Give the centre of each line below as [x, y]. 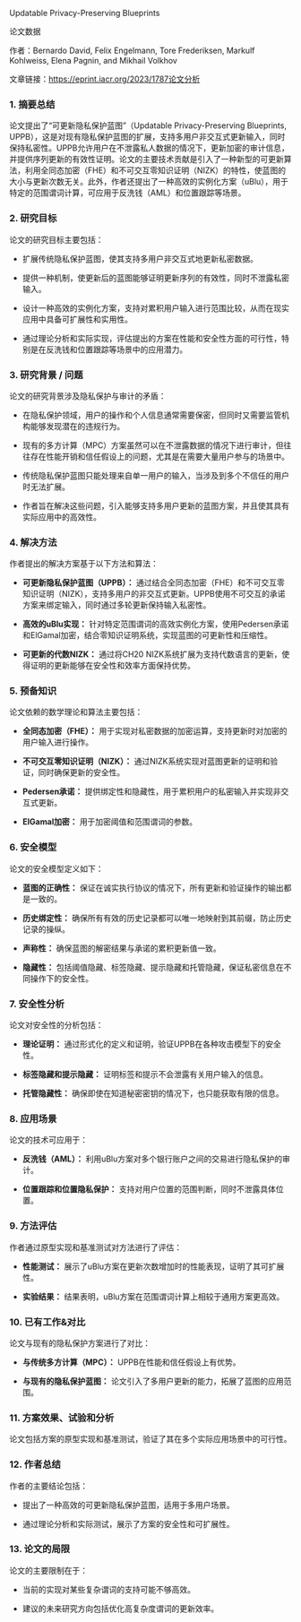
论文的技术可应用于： [48, 1140]
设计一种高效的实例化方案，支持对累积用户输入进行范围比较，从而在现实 [155, 307]
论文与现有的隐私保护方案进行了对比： [80, 1342]
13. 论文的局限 [39, 1549]
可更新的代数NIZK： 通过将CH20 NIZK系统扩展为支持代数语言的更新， [152, 654]
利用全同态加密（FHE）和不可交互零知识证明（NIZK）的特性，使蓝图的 [155, 170]
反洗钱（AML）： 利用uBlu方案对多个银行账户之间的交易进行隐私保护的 [152, 1159]
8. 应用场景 [33, 1119]
